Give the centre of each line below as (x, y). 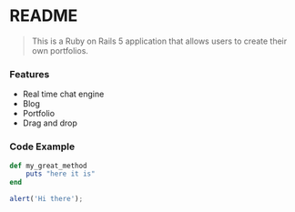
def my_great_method (49, 166)
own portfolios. (60, 50)
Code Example (42, 146)
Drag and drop (50, 123)
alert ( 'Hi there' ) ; (46, 199)
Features (30, 74)
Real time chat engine (63, 94)
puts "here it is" (61, 174)
